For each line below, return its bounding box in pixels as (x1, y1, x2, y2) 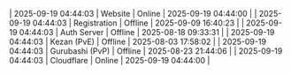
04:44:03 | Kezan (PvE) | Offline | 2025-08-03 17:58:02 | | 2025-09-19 (9, 36, 267, 47)
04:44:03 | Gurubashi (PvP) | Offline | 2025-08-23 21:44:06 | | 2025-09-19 (9, 46, 283, 56)
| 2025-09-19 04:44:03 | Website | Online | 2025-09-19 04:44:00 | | (9, 9, 257, 18)
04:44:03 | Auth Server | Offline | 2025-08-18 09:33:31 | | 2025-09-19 (19, 27, 275, 37)
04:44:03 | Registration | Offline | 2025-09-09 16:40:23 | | (32, 18, 245, 28)
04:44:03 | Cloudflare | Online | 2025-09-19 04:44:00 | (9, 55, 211, 65)
